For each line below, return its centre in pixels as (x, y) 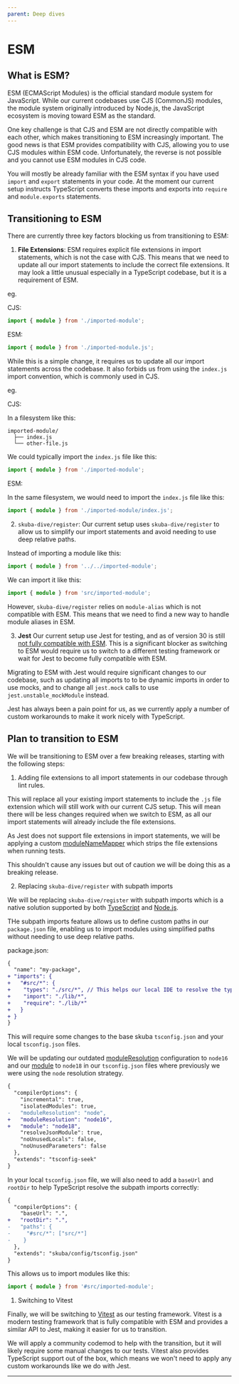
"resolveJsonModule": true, (62, 1133)
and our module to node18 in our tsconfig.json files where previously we (114, 1065)
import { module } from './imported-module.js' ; (81, 348)
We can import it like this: (44, 580)
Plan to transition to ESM (63, 739)
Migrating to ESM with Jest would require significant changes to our (107, 672)
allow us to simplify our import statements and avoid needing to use (117, 531)
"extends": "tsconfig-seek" (55, 1159)
